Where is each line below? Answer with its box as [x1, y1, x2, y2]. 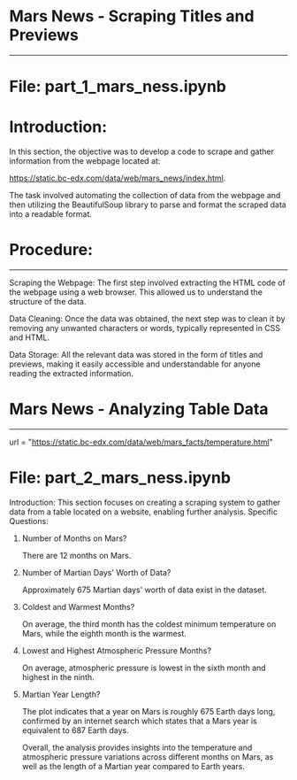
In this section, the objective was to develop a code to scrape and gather [9, 146, 274, 157]
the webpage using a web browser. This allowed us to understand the [9, 287, 263, 297]
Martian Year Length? [21, 689, 101, 699]
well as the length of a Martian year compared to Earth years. [21, 761, 246, 771]
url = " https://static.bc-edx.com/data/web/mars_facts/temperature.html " [9, 436, 274, 447]
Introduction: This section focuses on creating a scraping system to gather [9, 497, 281, 507]
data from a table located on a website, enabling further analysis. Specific [9, 506, 278, 517]
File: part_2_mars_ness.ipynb [9, 467, 232, 488]
